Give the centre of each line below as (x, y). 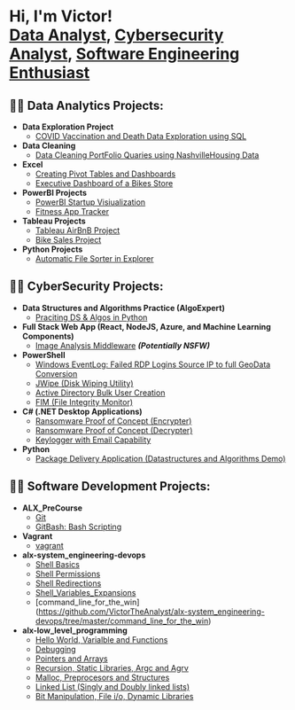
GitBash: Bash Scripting (78, 527)
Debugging (56, 649)
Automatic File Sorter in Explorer (94, 258)
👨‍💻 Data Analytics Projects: (86, 105)
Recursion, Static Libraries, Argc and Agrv (112, 667)
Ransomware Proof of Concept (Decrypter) (114, 430)
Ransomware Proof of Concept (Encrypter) (113, 421)
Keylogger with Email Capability (93, 440)
